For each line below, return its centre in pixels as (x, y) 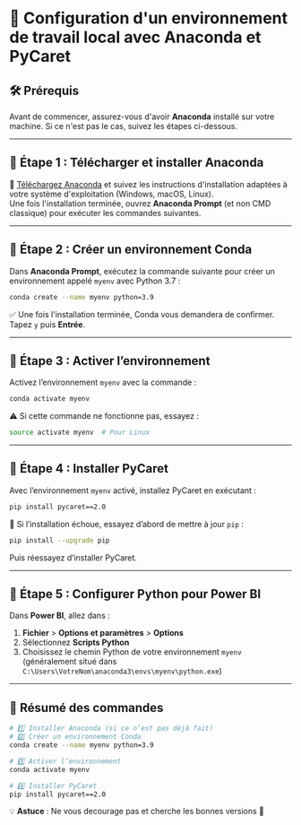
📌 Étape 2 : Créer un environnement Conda (131, 250)
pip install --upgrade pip (60, 540)
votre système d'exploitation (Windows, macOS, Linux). (112, 194)
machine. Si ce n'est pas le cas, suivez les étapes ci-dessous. (124, 126)
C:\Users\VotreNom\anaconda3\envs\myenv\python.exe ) (122, 671)
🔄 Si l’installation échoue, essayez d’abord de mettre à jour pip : (127, 524)
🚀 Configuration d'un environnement (149, 18)
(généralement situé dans (69, 662)
